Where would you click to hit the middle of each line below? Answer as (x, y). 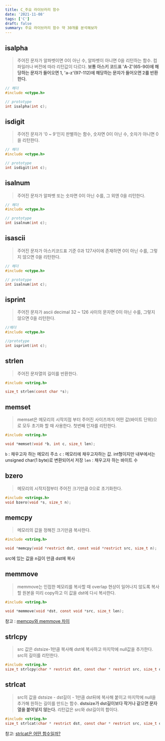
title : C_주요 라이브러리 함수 (32, 10)
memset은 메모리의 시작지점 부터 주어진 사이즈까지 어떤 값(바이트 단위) (85, 420)
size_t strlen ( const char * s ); (37, 392)
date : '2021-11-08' (25, 14)
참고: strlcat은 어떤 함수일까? (33, 733)
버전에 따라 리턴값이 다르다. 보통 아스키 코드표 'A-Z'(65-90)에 (94, 67)
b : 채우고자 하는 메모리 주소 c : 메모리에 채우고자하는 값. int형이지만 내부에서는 (80, 454)
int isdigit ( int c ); (26, 168)
